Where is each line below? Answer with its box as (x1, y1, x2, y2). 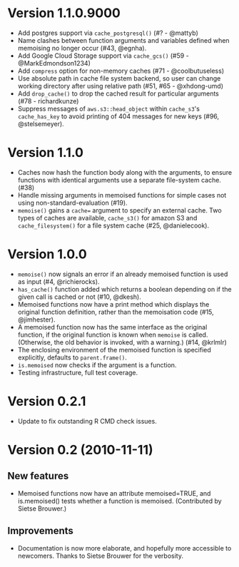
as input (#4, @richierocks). (17, 277, 100, 286)
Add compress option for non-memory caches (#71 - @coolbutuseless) (17, 66, 225, 75)
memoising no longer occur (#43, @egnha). (17, 44, 147, 52)
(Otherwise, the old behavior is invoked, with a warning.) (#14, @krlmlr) (17, 337, 227, 347)
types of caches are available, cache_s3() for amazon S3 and (17, 213, 198, 222)
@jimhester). (17, 315, 56, 324)
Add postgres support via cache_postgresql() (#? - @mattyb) (17, 29, 198, 37)
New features (7, 470, 69, 482)
